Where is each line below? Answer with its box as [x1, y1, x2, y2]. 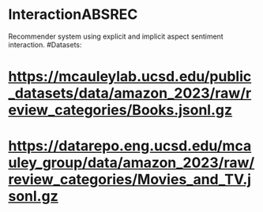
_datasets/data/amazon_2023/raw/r [8, 84, 252, 102]
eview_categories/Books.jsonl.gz [8, 101, 233, 119]
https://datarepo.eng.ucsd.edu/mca [8, 137, 252, 155]
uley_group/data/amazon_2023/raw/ [8, 154, 255, 172]
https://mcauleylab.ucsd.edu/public [8, 68, 252, 86]
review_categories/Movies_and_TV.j [8, 171, 251, 188]
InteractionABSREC [8, 6, 138, 24]
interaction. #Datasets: [8, 39, 82, 49]
